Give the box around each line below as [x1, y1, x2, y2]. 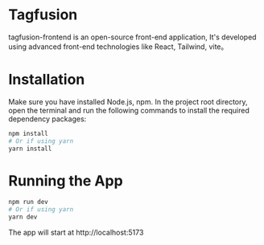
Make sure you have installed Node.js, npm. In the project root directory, [8, 96, 248, 106]
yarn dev [8, 213, 38, 222]
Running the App [8, 171, 123, 190]
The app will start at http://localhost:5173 [8, 227, 144, 238]
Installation [8, 71, 85, 89]
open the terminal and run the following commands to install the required [8, 105, 250, 115]
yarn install [8, 145, 52, 153]
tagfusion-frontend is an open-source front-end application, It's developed [8, 32, 257, 42]
